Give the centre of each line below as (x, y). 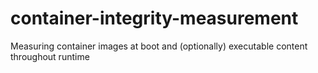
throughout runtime (50, 56)
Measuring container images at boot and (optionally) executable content (159, 46)
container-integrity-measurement (154, 18)
